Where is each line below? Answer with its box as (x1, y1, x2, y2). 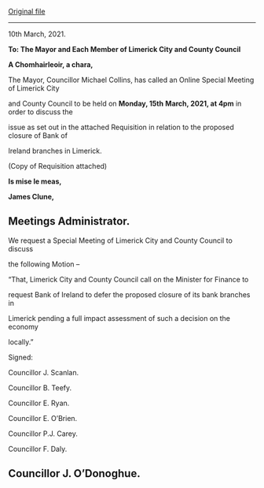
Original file (8, 7, 46, 16)
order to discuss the (8, 107, 73, 117)
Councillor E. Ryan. (8, 398, 70, 408)
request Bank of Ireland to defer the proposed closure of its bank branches (8, 289, 251, 299)
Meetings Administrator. (8, 214, 130, 228)
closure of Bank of (8, 131, 68, 140)
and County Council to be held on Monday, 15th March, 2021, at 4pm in (8, 99, 242, 108)
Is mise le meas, (8, 177, 62, 186)
